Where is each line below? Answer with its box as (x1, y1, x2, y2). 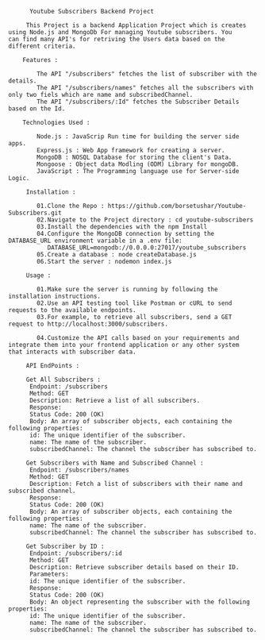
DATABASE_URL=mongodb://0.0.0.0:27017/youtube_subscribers (47, 244, 247, 252)
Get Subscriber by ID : (25, 542, 105, 550)
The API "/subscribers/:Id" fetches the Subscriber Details (36, 98, 240, 106)
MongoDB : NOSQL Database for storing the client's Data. (36, 153, 232, 161)
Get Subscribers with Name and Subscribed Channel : (25, 459, 204, 467)
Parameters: (29, 570, 69, 578)
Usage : (25, 272, 52, 280)
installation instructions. (8, 292, 102, 300)
